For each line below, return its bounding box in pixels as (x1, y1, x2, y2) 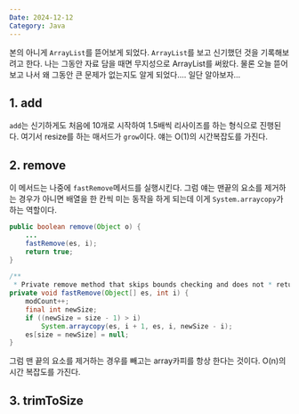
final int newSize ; (25, 304, 98, 314)
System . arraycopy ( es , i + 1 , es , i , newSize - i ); (41, 321, 233, 330)
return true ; (25, 247, 74, 256)
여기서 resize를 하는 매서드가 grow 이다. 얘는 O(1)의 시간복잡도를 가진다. (20, 131, 269, 142)
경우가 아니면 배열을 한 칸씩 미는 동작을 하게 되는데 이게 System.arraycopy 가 (18, 193, 284, 205)
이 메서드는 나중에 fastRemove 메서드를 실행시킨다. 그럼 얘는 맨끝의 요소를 (9, 183, 263, 193)
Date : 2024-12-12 (9, 12, 74, 22)
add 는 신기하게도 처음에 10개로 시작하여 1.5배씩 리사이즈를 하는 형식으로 (9, 120, 258, 131)
